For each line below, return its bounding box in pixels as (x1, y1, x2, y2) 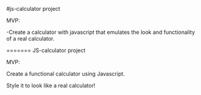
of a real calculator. (6, 35, 55, 42)
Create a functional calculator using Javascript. (6, 70, 125, 77)
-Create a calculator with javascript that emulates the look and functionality (6, 28, 196, 36)
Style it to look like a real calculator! (6, 82, 96, 89)
